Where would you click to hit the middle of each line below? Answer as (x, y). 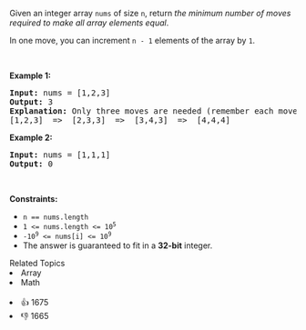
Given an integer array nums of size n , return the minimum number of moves (150, 13)
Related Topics (37, 263)
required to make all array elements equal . (89, 23)
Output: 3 (31, 102)
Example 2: (31, 137)
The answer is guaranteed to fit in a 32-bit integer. (117, 245)
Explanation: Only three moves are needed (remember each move (153, 111)
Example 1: (31, 75)
